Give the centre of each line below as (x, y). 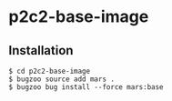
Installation (41, 50)
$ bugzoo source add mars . (62, 79)
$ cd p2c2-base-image (50, 71)
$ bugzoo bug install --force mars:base (86, 87)
